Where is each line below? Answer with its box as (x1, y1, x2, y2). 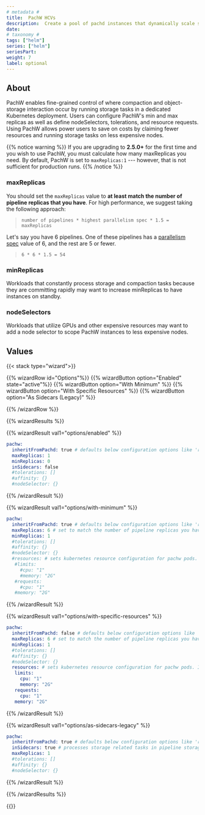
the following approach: (6, 205, 66, 212)
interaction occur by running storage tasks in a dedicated (27, 105, 171, 113)
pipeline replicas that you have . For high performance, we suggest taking (6, 198, 193, 206)
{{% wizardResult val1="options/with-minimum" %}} (6, 504, 138, 511)
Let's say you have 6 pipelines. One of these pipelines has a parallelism (6, 233, 186, 241)
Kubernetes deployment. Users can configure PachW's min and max (6, 112, 178, 119)
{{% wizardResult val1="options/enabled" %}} (6, 429, 122, 437)
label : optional (6, 60, 48, 66)
